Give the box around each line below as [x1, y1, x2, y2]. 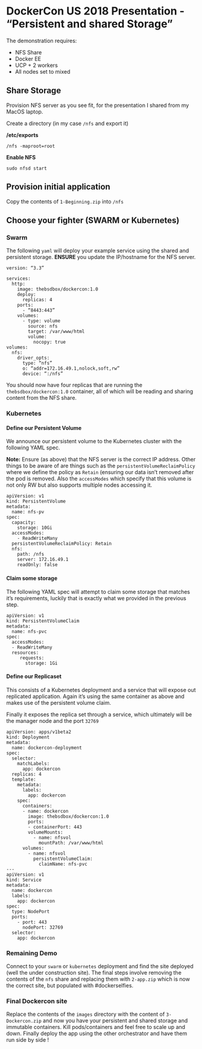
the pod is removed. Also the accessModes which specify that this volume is [6, 475, 192, 483]
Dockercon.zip [6, 1018, 42, 1024]
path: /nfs [17, 551, 45, 557]
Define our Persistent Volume [6, 424, 82, 431]
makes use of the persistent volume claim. [6, 699, 112, 706]
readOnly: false [17, 562, 58, 568]
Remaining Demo [6, 949, 57, 957]
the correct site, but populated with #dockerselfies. [6, 982, 134, 989]
